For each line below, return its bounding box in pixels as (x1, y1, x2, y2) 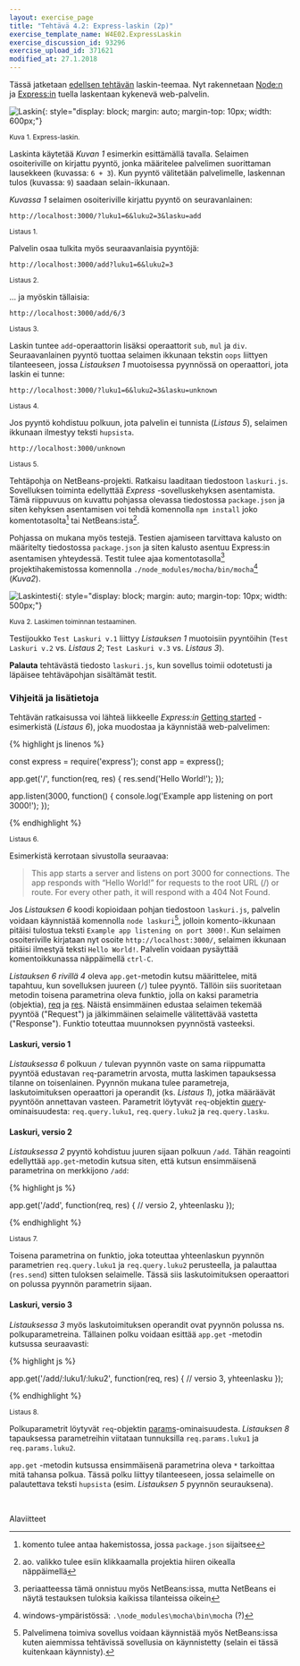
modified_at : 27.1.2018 (9, 55, 98, 63)
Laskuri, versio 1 (9, 1038, 71, 1049)
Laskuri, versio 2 (9, 1126, 73, 1137)
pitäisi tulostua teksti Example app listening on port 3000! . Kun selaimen (9, 925, 281, 935)
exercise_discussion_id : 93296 (9, 38, 126, 47)
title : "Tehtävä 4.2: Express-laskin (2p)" (9, 21, 174, 30)
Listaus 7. (9, 1235, 38, 1244)
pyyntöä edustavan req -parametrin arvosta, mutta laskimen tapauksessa (9, 1068, 277, 1078)
